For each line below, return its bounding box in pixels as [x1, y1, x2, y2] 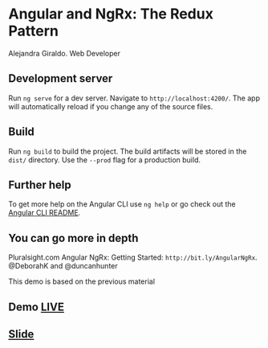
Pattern [8, 22, 59, 40]
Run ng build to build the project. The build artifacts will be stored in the [8, 146, 247, 156]
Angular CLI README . [8, 208, 81, 218]
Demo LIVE [8, 300, 64, 313]
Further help [8, 178, 72, 191]
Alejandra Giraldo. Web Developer [8, 48, 120, 58]
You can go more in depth [8, 231, 139, 245]
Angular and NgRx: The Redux [8, 5, 214, 23]
